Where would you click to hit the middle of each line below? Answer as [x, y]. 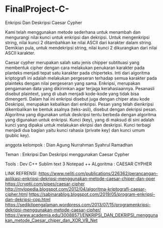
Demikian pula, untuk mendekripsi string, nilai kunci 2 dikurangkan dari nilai [81, 48]
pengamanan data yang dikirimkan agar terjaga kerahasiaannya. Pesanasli [80, 88]
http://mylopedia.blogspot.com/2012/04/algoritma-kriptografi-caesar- [76, 189]
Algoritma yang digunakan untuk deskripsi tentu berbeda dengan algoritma [81, 114]
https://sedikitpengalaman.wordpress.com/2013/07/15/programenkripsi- [78, 204]
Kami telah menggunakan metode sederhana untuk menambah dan [73, 32]
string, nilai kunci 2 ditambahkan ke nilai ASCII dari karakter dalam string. [79, 42]
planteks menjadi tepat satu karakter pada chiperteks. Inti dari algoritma [78, 73]
